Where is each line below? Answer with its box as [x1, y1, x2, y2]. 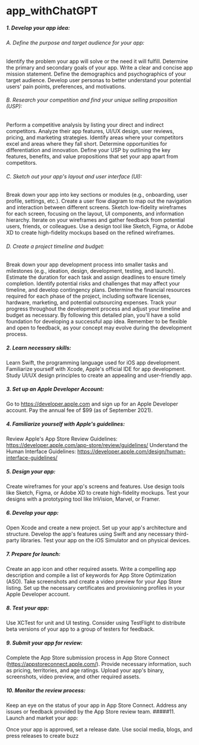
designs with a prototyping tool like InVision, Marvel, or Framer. [6, 495, 160, 503]
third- [175, 530, 189, 537]
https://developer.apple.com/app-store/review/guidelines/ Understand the [6, 442, 188, 449]
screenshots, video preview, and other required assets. [6, 673, 141, 680]
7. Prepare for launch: [6, 550, 61, 557]
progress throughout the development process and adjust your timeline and [6, 305, 191, 313]
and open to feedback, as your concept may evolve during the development [6, 324, 192, 331]
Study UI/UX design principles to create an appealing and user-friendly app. [6, 372, 192, 379]
